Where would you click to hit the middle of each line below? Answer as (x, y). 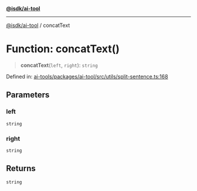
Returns (21, 168)
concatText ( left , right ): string (59, 65)
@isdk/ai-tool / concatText (38, 25)
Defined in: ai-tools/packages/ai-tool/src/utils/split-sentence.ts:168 (87, 76)
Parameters (28, 95)
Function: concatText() (63, 49)
